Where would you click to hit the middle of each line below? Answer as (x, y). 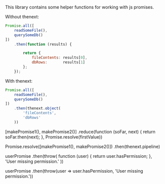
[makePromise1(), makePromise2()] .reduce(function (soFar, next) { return (80, 132)
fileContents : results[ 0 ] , (59, 58)
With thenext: (19, 81)
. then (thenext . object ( (37, 108)
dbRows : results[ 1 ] (58, 62)
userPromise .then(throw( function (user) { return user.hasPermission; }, (79, 156)
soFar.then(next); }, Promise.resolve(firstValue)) (54, 137)
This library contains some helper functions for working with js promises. (80, 7)
